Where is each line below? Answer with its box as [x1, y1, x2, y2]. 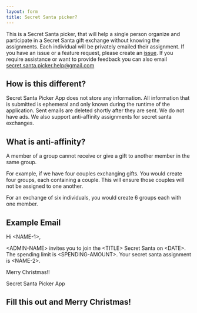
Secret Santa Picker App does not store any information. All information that [6, 94, 190, 102]
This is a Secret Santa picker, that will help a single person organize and [6, 30, 181, 37]
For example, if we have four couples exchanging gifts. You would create [6, 170, 182, 177]
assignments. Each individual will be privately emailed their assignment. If [6, 43, 185, 50]
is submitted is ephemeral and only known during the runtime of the [6, 101, 171, 108]
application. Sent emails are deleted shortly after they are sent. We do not [6, 107, 185, 114]
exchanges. [6, 119, 34, 127]
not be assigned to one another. [6, 182, 84, 190]
